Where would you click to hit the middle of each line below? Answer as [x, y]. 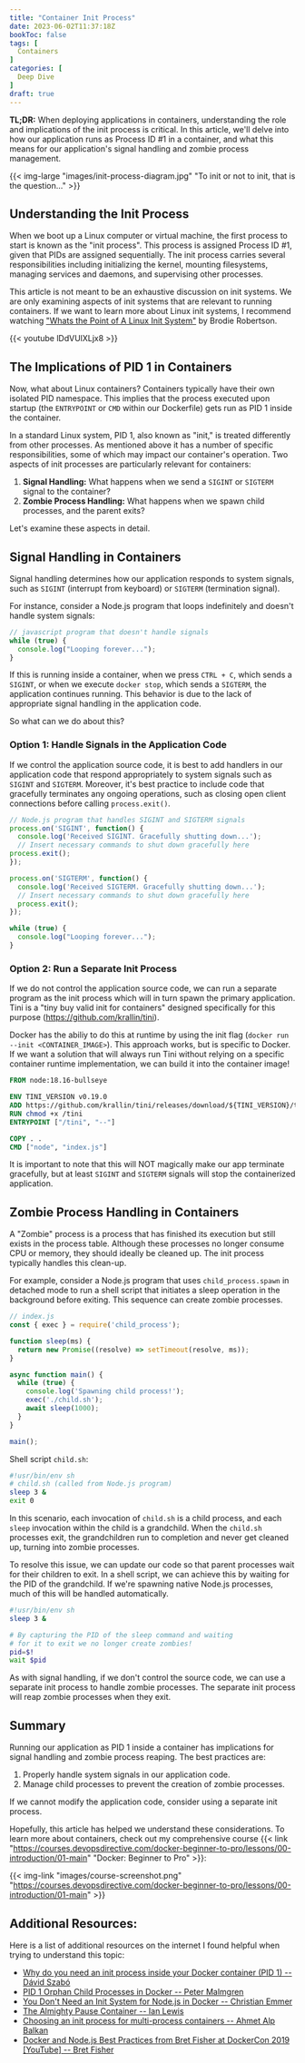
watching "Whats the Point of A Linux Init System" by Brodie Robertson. [143, 321]
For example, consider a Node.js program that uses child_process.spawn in [149, 1281]
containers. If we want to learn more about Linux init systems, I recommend [151, 311]
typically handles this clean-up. [68, 1263]
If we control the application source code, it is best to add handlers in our [146, 764]
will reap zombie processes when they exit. [90, 1697]
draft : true [32, 93]
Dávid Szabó [46, 1982]
